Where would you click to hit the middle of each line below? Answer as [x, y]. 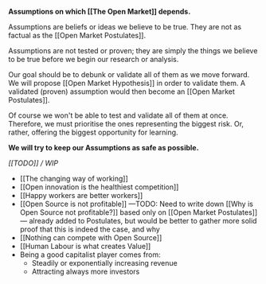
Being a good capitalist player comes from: [90, 255]
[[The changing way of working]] [74, 179]
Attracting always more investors [86, 271]
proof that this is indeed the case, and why [90, 229]
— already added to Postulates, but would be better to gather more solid [138, 221]
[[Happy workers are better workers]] [81, 195]
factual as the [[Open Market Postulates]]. [77, 35]
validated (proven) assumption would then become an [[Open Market [121, 91]
